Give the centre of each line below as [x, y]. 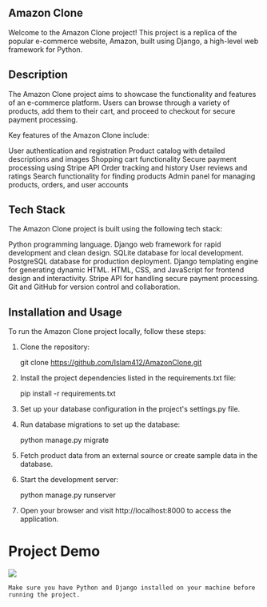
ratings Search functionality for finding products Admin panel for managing [132, 176]
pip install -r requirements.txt [68, 394]
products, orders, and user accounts [68, 184]
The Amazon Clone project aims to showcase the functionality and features [132, 94]
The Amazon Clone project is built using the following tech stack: [115, 229]
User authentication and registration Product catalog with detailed [117, 151]
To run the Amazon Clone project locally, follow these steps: [107, 332]
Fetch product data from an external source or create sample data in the [139, 456]
